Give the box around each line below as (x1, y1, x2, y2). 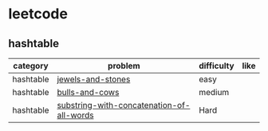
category (13, 61, 49, 71)
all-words (57, 109, 94, 121)
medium (199, 87, 230, 97)
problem (107, 61, 141, 71)
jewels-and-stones (57, 73, 131, 85)
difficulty (199, 61, 235, 71)
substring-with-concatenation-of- (57, 100, 191, 110)
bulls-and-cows (57, 87, 120, 97)
